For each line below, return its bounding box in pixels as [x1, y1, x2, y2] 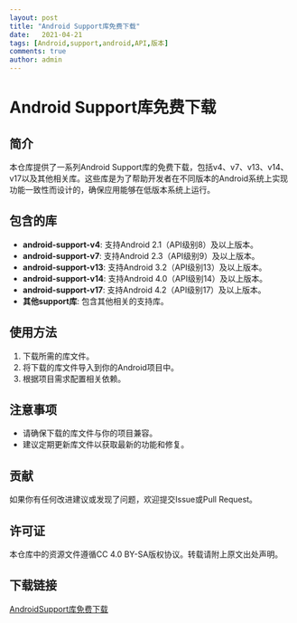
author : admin [9, 55, 63, 64]
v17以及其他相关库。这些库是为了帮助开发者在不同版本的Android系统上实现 [9, 173, 289, 184]
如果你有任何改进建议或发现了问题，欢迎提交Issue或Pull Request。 [9, 494, 257, 505]
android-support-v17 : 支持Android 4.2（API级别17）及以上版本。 [22, 284, 266, 295]
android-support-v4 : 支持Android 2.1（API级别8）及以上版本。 [22, 239, 259, 250]
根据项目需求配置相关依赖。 [22, 373, 126, 384]
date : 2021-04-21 [9, 30, 83, 39]
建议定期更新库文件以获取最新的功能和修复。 [22, 439, 190, 450]
